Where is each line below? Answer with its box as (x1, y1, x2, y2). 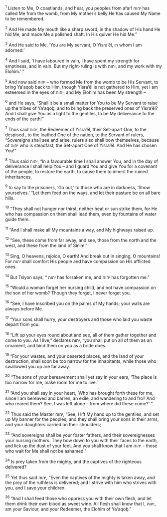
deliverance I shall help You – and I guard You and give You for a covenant (5, 163, 158, 169)
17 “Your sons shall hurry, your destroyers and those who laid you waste (5, 315, 153, 322)
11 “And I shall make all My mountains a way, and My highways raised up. (5, 226, 155, 233)
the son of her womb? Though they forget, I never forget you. (5, 289, 131, 296)
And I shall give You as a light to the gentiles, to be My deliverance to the (5, 110, 155, 116)
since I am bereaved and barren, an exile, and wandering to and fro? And (5, 395, 155, 401)
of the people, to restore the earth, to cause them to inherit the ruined (5, 169, 148, 175)
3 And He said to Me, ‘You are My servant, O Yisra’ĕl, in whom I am (5, 41, 142, 48)
